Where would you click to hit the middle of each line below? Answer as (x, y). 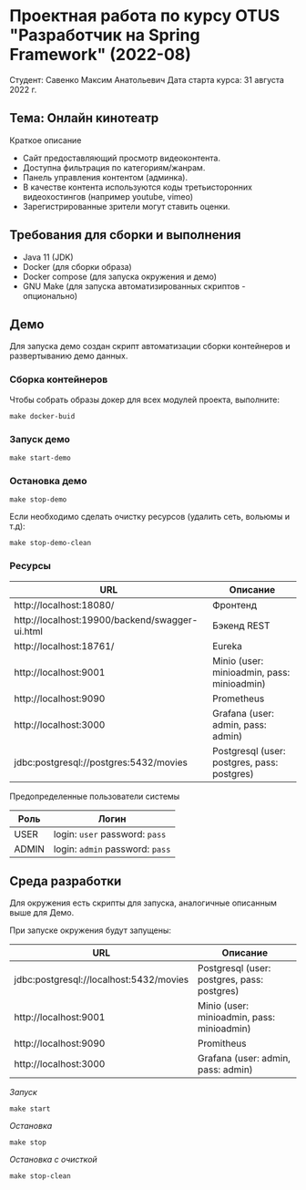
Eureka (228, 646)
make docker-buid (42, 416)
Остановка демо (48, 481)
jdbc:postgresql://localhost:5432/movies (102, 979)
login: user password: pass (110, 833)
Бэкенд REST (241, 626)
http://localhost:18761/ (64, 646)
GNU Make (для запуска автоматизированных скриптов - (134, 286)
